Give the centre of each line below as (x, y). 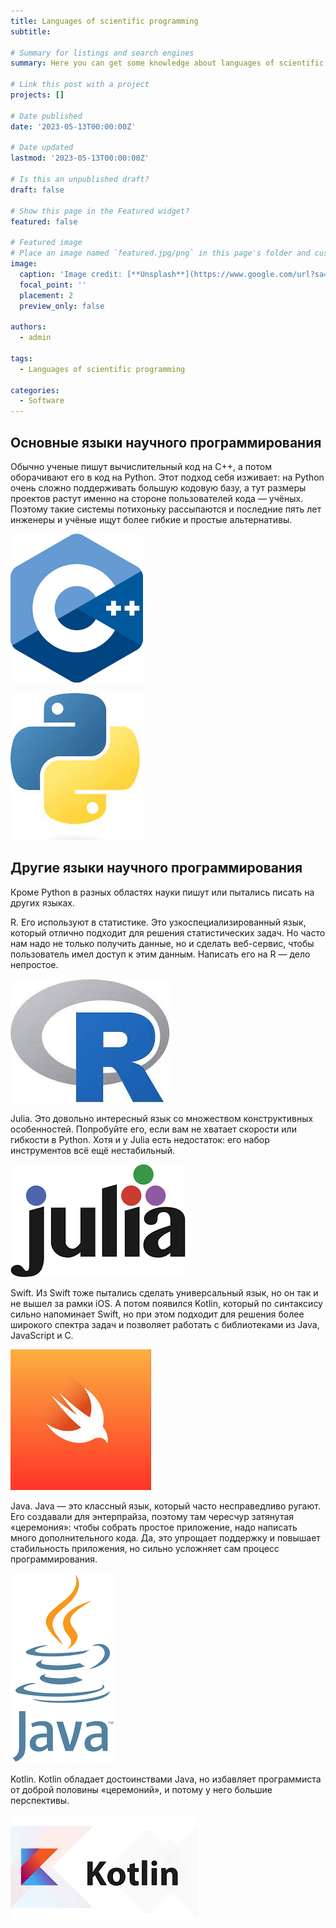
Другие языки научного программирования (156, 868)
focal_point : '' (53, 285)
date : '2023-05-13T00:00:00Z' (73, 126)
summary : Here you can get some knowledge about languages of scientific (167, 63)
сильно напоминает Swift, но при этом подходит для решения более (157, 1314)
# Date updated (42, 148)
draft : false (37, 190)
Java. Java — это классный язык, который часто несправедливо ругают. (165, 1506)
